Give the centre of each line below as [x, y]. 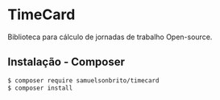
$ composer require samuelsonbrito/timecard [83, 80]
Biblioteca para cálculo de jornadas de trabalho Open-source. [110, 37]
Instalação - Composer [66, 62]
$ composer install [40, 88]
